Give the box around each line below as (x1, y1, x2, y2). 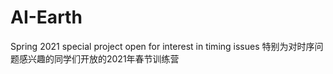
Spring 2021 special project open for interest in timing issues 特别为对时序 (10, 40, 315, 52)
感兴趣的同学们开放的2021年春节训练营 (18, 52, 180, 65)
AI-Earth (10, 6, 83, 29)
